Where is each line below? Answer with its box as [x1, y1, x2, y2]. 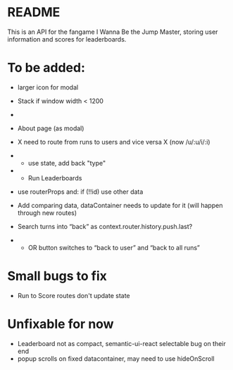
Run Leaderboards [27, 173, 82, 182]
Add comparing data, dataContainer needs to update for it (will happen [17, 201, 223, 209]
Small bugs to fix [7, 269, 108, 284]
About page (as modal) [17, 124, 84, 132]
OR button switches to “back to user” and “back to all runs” [27, 243, 201, 252]
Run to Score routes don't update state [17, 291, 130, 300]
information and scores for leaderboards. [7, 35, 127, 43]
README [7, 4, 61, 20]
